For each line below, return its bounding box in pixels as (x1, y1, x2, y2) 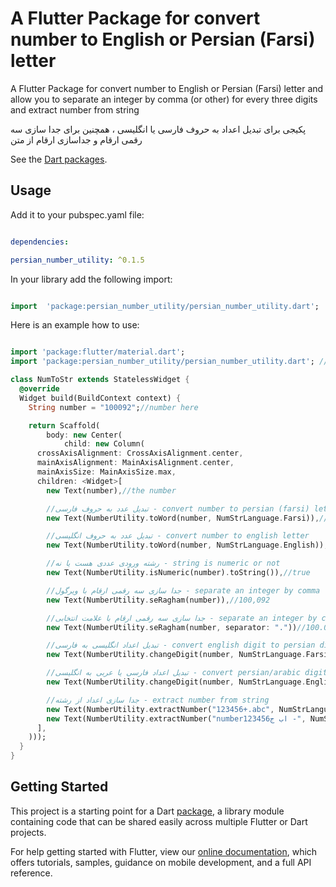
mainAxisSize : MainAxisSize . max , (36, 467, 177, 477)
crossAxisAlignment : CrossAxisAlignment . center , (36, 448, 244, 459)
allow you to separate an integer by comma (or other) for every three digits (10, 93, 318, 105)
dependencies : (10, 237, 70, 247)
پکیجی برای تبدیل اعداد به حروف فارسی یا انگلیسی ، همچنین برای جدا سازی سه (10, 123, 307, 135)
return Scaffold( (28, 420, 101, 431)
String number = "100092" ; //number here (28, 402, 199, 412)
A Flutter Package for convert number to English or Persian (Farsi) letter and (10, 82, 324, 94)
